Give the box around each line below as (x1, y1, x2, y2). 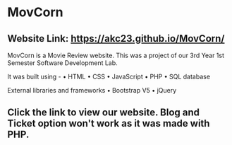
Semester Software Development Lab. (7, 59, 118, 67)
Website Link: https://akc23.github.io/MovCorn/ (7, 33, 225, 45)
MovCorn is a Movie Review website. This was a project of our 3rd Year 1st (7, 51, 224, 59)
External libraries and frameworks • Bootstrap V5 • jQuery (7, 86, 177, 94)
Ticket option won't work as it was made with (7, 117, 210, 129)
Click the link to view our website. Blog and (7, 107, 200, 119)
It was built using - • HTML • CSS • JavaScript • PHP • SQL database (7, 72, 210, 81)
